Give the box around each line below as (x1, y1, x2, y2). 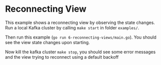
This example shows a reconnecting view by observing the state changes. (5, 20, 155, 25)
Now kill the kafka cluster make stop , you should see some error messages (5, 49, 156, 55)
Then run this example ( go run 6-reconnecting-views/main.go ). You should (5, 34, 157, 40)
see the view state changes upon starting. (5, 39, 90, 45)
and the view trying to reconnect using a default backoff (5, 54, 119, 60)
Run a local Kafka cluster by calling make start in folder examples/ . (5, 24, 139, 30)
